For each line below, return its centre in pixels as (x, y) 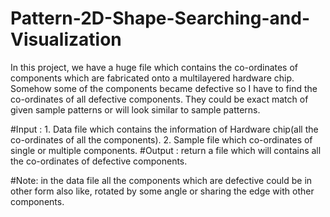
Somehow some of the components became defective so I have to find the (164, 88)
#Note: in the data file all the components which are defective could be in (161, 180)
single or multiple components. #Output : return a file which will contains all (166, 150)
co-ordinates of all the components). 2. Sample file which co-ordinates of (161, 139)
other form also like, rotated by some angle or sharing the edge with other (162, 191)
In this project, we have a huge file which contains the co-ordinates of (154, 67)
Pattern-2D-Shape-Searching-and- (160, 18)
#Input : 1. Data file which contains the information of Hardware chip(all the (164, 129)
